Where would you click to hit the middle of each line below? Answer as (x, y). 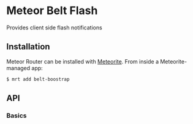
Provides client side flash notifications (54, 27)
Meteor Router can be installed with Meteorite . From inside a (83, 61)
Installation (28, 47)
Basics (17, 115)
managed (18, 68)
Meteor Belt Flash (52, 11)
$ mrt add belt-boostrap (38, 79)
